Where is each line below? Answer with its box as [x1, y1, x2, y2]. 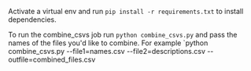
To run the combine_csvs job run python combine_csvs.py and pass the [8, 30, 238, 39]
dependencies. [8, 15, 57, 24]
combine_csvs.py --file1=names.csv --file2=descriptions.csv [8, 47, 206, 55]
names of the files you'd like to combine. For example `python [8, 38, 209, 48]
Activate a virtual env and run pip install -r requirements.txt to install [8, 7, 244, 16]
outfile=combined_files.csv [8, 55, 96, 64]
